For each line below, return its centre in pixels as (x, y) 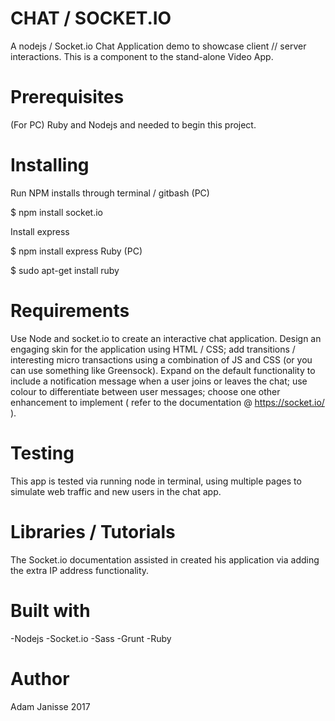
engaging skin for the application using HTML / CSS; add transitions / (153, 349)
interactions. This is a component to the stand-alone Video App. (142, 56)
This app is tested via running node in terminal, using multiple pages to (156, 481)
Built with (50, 610)
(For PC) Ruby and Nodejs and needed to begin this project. (133, 124)
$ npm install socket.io (56, 212)
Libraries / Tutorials (93, 531)
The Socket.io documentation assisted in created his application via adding (165, 559)
